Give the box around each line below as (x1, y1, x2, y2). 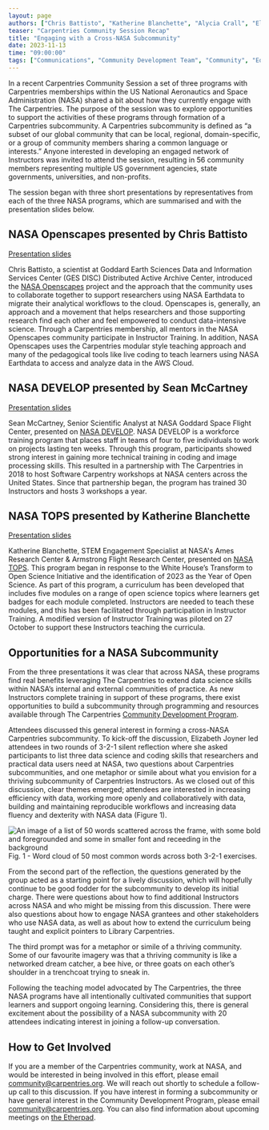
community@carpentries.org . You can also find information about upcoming (8, 1104, 259, 1113)
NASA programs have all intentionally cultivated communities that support (8, 991, 252, 1001)
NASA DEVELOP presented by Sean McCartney (8, 381, 248, 395)
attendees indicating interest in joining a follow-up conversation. (8, 1017, 220, 1027)
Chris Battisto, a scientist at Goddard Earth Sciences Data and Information (8, 264, 252, 274)
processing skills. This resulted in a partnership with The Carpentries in (8, 460, 243, 470)
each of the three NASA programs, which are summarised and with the (8, 195, 242, 205)
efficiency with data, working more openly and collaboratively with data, (8, 794, 247, 803)
